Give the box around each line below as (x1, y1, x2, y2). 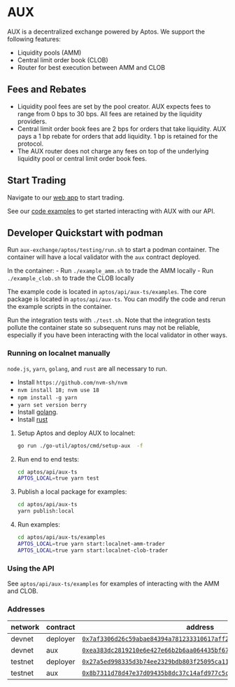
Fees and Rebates (7, 83, 87, 95)
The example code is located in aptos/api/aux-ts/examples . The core (7, 288, 207, 296)
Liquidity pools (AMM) (17, 48, 82, 57)
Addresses (7, 604, 45, 613)
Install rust (17, 415, 48, 424)
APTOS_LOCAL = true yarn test (17, 475, 99, 482)
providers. (17, 117, 48, 125)
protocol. (17, 139, 44, 148)
